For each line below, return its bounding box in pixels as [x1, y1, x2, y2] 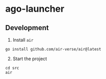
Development [5, 23, 49, 32]
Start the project [12, 56, 47, 62]
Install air [12, 37, 34, 43]
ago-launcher [5, 3, 65, 15]
